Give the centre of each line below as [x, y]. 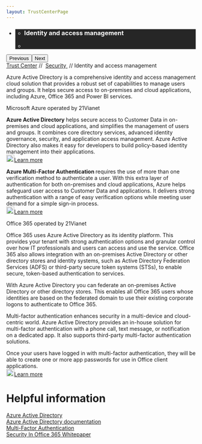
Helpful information [56, 399]
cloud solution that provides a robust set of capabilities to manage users [96, 83]
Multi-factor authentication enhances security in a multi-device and [90, 316]
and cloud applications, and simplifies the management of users [110, 126]
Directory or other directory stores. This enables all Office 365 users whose [100, 291]
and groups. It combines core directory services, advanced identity [90, 132]
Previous [19, 58]
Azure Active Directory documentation [54, 421]
